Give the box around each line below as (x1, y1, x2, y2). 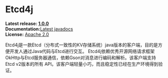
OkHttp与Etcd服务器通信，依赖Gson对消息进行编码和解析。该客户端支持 (5, 55, 156, 61)
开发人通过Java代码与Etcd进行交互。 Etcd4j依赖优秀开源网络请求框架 (9, 48, 155, 54)
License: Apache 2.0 (5, 31, 49, 37)
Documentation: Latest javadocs (5, 25, 74, 32)
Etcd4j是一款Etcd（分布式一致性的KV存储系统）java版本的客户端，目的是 (5, 42, 158, 48)
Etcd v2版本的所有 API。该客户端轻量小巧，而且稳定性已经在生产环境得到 (5, 61, 159, 67)
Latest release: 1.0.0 (5, 20, 49, 27)
